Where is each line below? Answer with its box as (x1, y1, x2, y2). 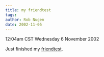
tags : (5, 12, 17, 17)
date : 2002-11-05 (5, 22, 42, 27)
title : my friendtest (5, 7, 51, 13)
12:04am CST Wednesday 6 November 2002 (5, 36, 99, 42)
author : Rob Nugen (5, 17, 44, 22)
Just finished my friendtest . (5, 46, 63, 52)
